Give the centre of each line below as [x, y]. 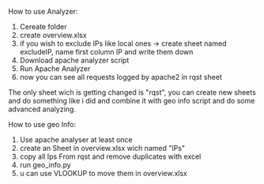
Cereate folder [43, 26]
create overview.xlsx [53, 35]
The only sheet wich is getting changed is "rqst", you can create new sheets [132, 92]
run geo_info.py [45, 165]
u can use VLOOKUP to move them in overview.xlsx [104, 173]
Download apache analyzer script [74, 60]
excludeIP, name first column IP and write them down [106, 52]
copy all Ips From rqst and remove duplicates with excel [110, 156]
